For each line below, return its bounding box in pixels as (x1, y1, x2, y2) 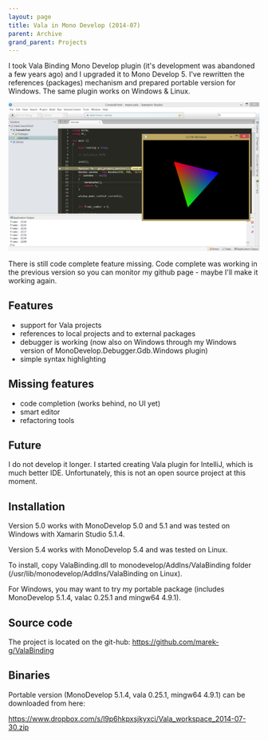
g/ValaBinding (8, 646, 54, 655)
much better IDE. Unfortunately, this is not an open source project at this (8, 468, 246, 478)
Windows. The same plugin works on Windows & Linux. (8, 86, 191, 96)
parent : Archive (8, 30, 62, 38)
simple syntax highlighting (19, 354, 106, 363)
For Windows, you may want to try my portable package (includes (8, 584, 225, 594)
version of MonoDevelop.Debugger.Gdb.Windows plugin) (19, 346, 209, 355)
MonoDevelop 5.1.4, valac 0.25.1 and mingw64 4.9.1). (8, 593, 181, 603)
